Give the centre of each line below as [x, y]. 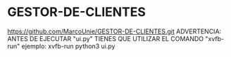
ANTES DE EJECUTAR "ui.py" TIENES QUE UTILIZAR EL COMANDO [106, 38]
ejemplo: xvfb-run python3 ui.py [68, 46]
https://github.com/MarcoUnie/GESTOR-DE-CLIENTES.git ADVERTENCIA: [114, 31]
